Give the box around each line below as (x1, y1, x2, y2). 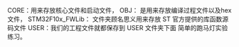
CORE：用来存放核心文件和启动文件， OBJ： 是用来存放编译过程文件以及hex (7, 6, 232, 14)
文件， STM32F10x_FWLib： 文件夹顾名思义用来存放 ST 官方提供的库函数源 (7, 15, 229, 23)
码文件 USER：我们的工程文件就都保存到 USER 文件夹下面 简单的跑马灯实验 (7, 24, 228, 32)
